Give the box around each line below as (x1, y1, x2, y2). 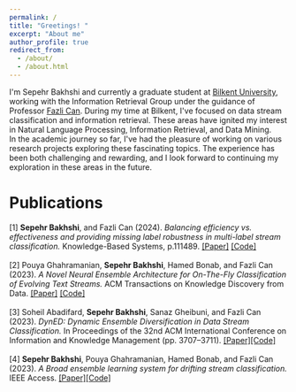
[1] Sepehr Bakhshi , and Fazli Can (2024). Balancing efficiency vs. (9, 222, 253, 233)
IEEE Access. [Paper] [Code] (9, 373, 111, 383)
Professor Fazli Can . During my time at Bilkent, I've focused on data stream (9, 105, 283, 116)
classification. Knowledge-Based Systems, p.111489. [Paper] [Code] (9, 241, 257, 251)
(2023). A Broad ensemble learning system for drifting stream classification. (9, 363, 287, 373)
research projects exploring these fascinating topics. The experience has (9, 142, 276, 153)
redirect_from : (9, 46, 65, 55)
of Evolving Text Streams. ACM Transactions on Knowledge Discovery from (9, 278, 285, 288)
